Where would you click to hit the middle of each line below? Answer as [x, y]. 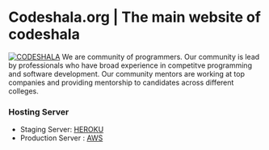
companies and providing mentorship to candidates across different [121, 82]
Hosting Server [39, 111]
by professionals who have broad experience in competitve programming [130, 65]
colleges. [23, 91]
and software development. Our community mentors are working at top [126, 73]
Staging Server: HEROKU [62, 130]
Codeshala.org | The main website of [134, 17]
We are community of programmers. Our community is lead [161, 56]
